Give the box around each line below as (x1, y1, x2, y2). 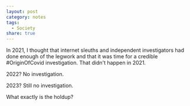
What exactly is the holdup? (6, 94, 74, 101)
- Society (11, 25, 35, 31)
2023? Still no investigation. (6, 82, 74, 89)
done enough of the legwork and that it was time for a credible (6, 53, 158, 60)
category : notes (6, 14, 46, 20)
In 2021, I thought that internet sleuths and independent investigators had (6, 47, 185, 54)
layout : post (6, 8, 38, 15)
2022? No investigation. (6, 71, 64, 78)
